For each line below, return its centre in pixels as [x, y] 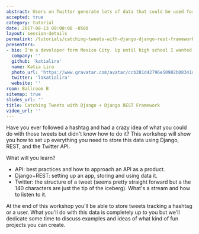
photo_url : [25, 72]
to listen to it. [31, 195]
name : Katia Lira [33, 67]
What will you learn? [31, 158]
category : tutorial [30, 23]
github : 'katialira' [37, 61]
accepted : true [25, 17]
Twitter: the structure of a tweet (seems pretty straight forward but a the [103, 182]
